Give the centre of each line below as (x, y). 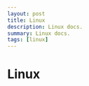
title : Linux (26, 20)
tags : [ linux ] (28, 40)
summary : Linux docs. (39, 33)
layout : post (26, 14)
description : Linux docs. (45, 27)
